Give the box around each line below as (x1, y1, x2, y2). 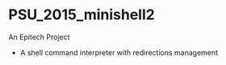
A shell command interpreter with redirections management (19, 47, 219, 57)
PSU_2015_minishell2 (8, 6, 155, 24)
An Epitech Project (8, 32, 70, 42)
